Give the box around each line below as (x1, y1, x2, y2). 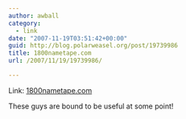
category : (8, 19, 42, 27)
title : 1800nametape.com (8, 49, 92, 57)
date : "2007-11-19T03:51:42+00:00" (8, 34, 128, 43)
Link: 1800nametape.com (8, 85, 93, 95)
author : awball (8, 11, 60, 20)
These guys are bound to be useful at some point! (8, 101, 174, 111)
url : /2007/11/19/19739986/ (8, 57, 103, 65)
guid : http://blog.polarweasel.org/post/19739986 (8, 42, 179, 50)
